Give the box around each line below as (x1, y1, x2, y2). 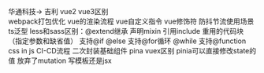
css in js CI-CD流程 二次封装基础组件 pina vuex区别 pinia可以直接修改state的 (8, 46, 257, 55)
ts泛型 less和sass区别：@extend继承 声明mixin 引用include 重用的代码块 (8, 27, 244, 35)
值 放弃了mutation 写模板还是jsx (8, 56, 112, 65)
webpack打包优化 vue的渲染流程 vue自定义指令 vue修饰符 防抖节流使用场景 (8, 16, 255, 26)
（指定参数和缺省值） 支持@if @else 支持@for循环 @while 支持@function (8, 36, 247, 46)
